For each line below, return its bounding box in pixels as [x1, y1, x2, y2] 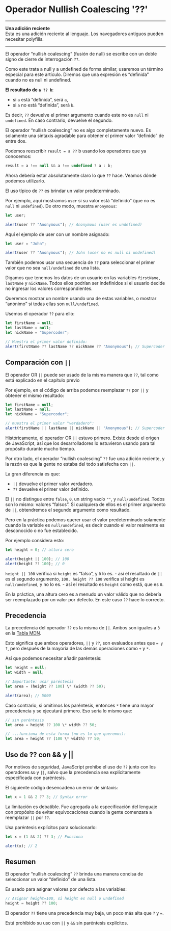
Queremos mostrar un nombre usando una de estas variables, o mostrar [5, 296, 157, 302]
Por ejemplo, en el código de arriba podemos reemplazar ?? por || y [5, 387, 149, 393]
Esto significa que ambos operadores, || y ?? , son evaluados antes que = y [5, 640, 163, 646]
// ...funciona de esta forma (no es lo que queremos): [5, 731, 126, 737]
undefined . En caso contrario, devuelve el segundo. [5, 117, 113, 123]
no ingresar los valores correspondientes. [5, 285, 93, 291]
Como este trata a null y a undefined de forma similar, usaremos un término [5, 66, 164, 72]
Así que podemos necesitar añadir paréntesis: [5, 655, 102, 661]
